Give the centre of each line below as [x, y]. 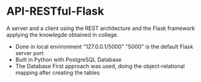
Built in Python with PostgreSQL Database [68, 59]
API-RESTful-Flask [55, 11]
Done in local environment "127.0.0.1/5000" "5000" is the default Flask [104, 47]
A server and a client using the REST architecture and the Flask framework [101, 28]
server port [30, 53]
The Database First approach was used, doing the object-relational [100, 66]
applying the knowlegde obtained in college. [62, 34]
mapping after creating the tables [57, 72]
